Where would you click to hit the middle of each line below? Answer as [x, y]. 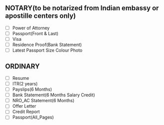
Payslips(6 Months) [32, 89]
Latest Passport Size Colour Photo [47, 50]
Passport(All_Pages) [33, 117]
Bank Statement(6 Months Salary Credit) [54, 95]
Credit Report [26, 112]
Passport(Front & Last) [35, 33]
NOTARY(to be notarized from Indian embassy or [82, 8]
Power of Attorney [31, 28]
